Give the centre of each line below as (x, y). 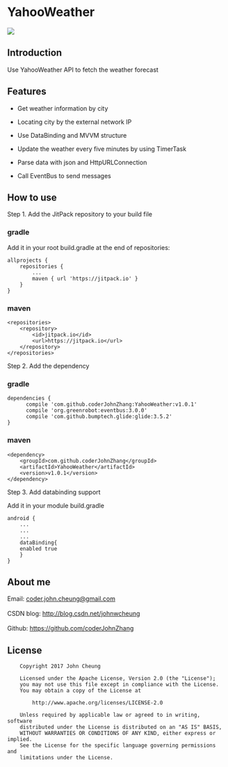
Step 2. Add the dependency (48, 365)
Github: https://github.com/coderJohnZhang (71, 628)
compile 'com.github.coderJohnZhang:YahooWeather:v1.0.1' (111, 404)
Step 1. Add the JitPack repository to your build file (80, 214)
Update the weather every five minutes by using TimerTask (101, 149)
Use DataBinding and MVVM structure (72, 135)
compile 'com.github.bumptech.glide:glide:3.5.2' (99, 417)
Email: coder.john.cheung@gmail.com (62, 599)
